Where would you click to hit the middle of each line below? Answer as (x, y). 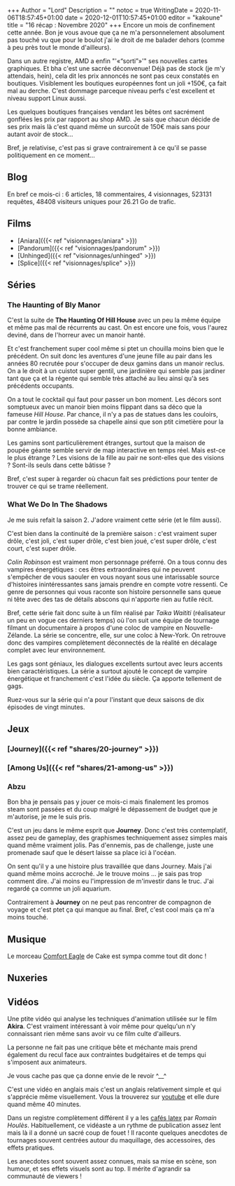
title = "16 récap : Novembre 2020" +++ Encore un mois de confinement (111, 25)
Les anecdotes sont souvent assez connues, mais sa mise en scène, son (112, 1161)
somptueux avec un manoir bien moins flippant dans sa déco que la (105, 407)
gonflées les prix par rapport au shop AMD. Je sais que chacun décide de (114, 119)
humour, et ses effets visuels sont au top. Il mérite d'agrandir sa (99, 1169)
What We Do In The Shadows (57, 504)
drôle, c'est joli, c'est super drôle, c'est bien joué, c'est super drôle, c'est (112, 541)
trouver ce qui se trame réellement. (58, 486)
